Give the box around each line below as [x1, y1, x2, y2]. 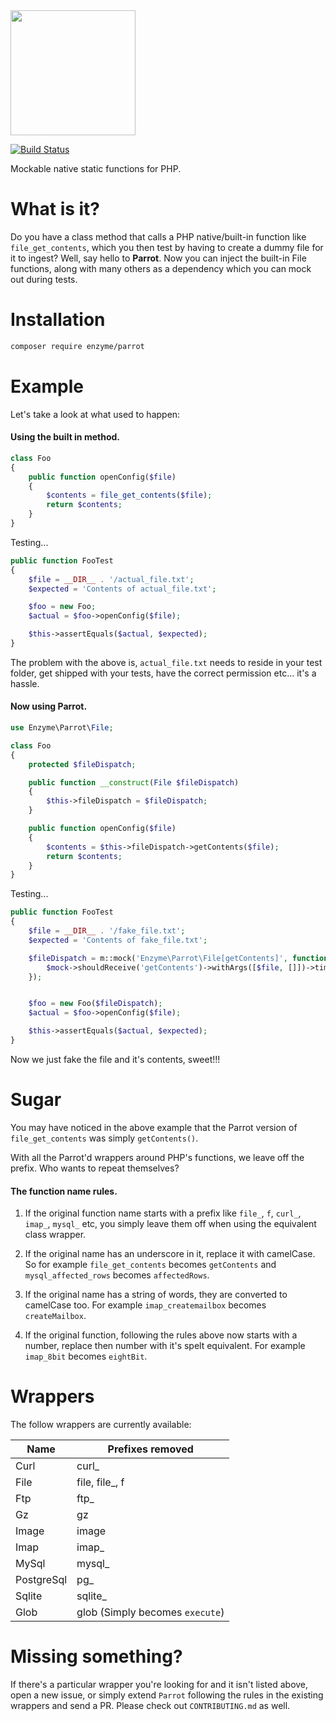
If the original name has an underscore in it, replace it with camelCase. [24, 1248, 316, 1260]
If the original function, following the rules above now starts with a [24, 1329, 298, 1341]
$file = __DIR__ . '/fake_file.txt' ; [28, 926, 186, 936]
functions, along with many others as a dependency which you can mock [10, 262, 312, 274]
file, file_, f [76, 1475, 125, 1489]
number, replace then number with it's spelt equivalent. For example [24, 1340, 306, 1352]
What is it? [10, 198, 101, 221]
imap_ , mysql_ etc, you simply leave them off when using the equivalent [24, 1218, 317, 1230]
